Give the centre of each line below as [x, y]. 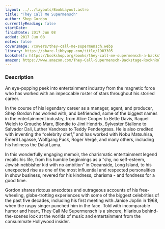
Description [19, 77]
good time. [16, 180]
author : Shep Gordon [26, 19]
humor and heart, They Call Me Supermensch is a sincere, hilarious [73, 211]
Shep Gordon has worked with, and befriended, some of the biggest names [82, 113]
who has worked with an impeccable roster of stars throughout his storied [80, 93]
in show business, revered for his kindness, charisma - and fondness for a [80, 175]
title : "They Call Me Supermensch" [41, 14]
